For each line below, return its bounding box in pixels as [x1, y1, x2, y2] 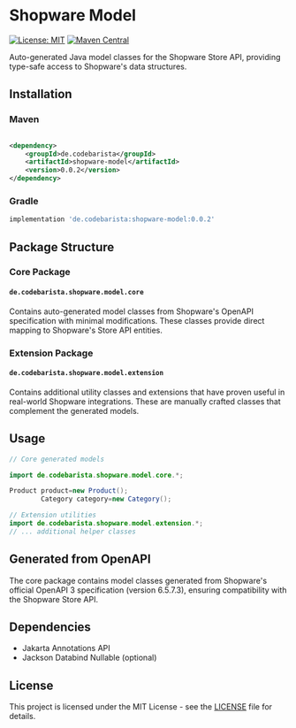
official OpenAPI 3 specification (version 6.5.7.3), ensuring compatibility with [9, 585, 287, 595]
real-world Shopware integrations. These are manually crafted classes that [9, 395, 281, 407]
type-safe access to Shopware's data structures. [9, 61, 187, 72]
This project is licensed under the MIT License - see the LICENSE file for [9, 701, 272, 712]
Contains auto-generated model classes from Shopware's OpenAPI [9, 306, 254, 317]
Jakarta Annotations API [21, 643, 110, 654]
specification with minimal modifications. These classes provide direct [9, 315, 265, 326]
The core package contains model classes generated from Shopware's [9, 575, 268, 586]
